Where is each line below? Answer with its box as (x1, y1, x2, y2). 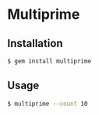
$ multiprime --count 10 (7, 99, 88, 107)
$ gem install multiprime (7, 57, 91, 65)
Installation (7, 37, 63, 50)
